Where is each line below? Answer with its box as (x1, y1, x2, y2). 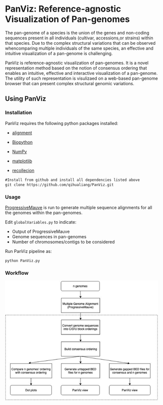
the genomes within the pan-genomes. (5, 210, 82, 215)
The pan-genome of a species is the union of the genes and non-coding (5, 30, 149, 35)
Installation (5, 109, 33, 116)
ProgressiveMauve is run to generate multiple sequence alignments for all (5, 204, 152, 210)
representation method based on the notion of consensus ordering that (5, 65, 147, 71)
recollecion (12, 167, 35, 173)
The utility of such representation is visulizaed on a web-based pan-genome (5, 75, 158, 81)
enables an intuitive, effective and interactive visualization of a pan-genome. (5, 70, 158, 76)
